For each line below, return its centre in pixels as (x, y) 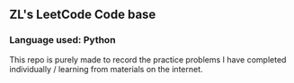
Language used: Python (62, 40)
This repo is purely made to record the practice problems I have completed (148, 59)
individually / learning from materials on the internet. (107, 69)
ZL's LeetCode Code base (83, 15)
